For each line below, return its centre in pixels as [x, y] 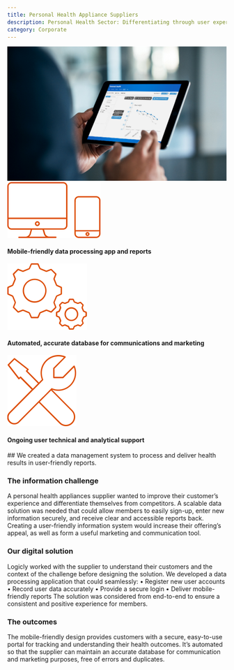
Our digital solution [40, 551]
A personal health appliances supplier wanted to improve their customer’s [113, 496]
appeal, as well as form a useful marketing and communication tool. [104, 533]
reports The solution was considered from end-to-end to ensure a [126, 596]
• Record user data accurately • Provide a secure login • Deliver [99, 589]
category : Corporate [37, 29]
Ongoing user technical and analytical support [76, 439]
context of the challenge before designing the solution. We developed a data [117, 574]
